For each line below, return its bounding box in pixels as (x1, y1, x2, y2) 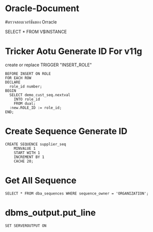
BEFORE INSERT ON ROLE (5, 71, 51, 76)
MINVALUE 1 (14, 146, 36, 151)
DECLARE (5, 80, 21, 85)
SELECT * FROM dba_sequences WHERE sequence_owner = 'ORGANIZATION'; (5, 191, 149, 196)
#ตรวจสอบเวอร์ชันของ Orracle (5, 19, 57, 25)
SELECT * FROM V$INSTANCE (5, 29, 67, 35)
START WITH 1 (14, 150, 40, 155)
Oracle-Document (5, 3, 79, 14)
